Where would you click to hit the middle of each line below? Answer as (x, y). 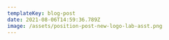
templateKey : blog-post (42, 13)
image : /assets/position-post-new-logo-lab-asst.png (85, 26)
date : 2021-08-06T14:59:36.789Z (54, 20)
